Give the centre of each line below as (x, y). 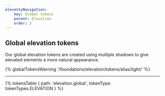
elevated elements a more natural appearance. (52, 60)
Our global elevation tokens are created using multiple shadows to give (77, 55)
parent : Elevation (33, 19)
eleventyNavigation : (26, 10)
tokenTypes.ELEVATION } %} (34, 89)
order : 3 (23, 23)
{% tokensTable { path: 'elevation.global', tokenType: (58, 83)
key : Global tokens (34, 14)
